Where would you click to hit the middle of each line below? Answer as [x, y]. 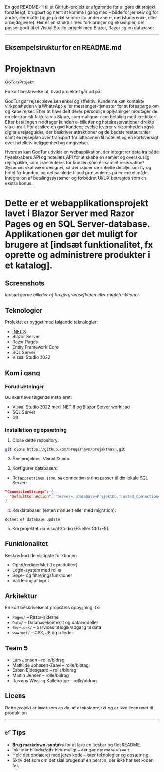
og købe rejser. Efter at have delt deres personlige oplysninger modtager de [81, 111]
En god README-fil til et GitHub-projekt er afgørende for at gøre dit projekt [80, 7]
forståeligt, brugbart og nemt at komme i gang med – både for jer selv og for [82, 12]
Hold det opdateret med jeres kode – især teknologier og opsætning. [81, 755]
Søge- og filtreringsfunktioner [42, 575]
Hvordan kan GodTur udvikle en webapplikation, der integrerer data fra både [82, 152]
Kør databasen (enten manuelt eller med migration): [64, 510]
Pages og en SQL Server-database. [78, 224]
